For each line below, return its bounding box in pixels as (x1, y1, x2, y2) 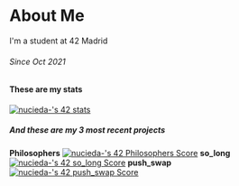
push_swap (127, 157, 172, 168)
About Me (9, 5, 85, 26)
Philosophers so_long (9, 147, 231, 158)
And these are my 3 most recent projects (9, 125, 166, 135)
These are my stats (9, 84, 83, 95)
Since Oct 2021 (9, 56, 66, 67)
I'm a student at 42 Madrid (9, 35, 108, 46)
